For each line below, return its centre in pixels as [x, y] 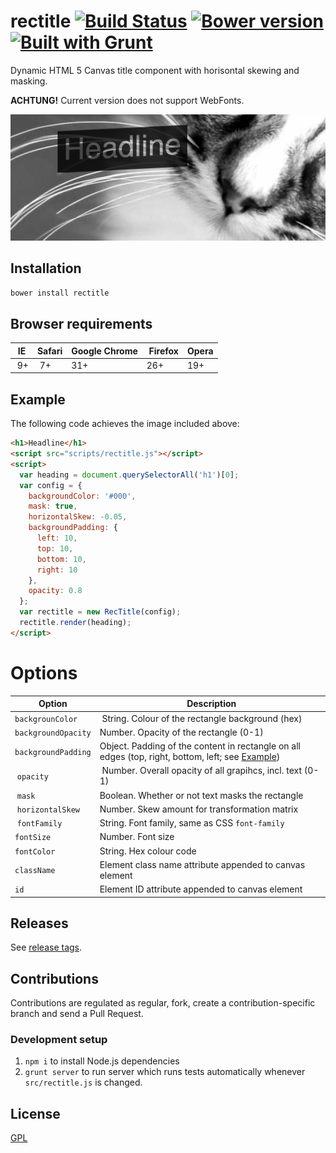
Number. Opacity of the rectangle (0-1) [181, 732]
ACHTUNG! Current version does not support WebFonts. [127, 100]
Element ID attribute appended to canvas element [201, 889]
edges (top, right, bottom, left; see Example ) [190, 757]
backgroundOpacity [53, 733]
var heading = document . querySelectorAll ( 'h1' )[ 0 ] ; [129, 475]
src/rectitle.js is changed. [83, 1082]
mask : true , [53, 506]
